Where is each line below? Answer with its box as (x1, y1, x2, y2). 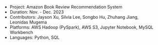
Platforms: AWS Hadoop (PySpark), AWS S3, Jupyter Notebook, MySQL (9, 24, 154, 30)
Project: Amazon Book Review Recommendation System (9, 4, 123, 10)
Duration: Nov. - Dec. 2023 (9, 9, 64, 15)
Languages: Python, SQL (9, 34, 60, 40)
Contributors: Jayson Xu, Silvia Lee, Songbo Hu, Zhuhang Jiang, (9, 14, 139, 20)
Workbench (9, 30, 33, 35)
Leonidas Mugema (9, 19, 47, 25)
